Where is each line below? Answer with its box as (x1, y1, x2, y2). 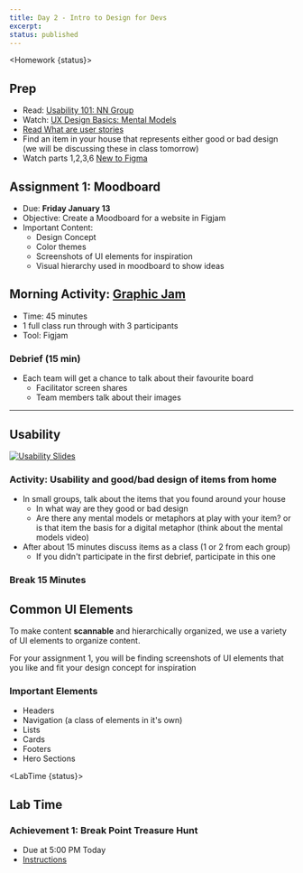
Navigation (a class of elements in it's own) (22, 715, 183, 726)
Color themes (35, 241, 87, 252)
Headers (22, 705, 55, 716)
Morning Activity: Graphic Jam (9, 286, 187, 302)
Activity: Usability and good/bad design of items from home (9, 473, 278, 486)
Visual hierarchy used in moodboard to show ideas (35, 261, 225, 271)
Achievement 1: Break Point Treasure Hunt (9, 823, 198, 836)
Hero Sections (22, 753, 76, 764)
